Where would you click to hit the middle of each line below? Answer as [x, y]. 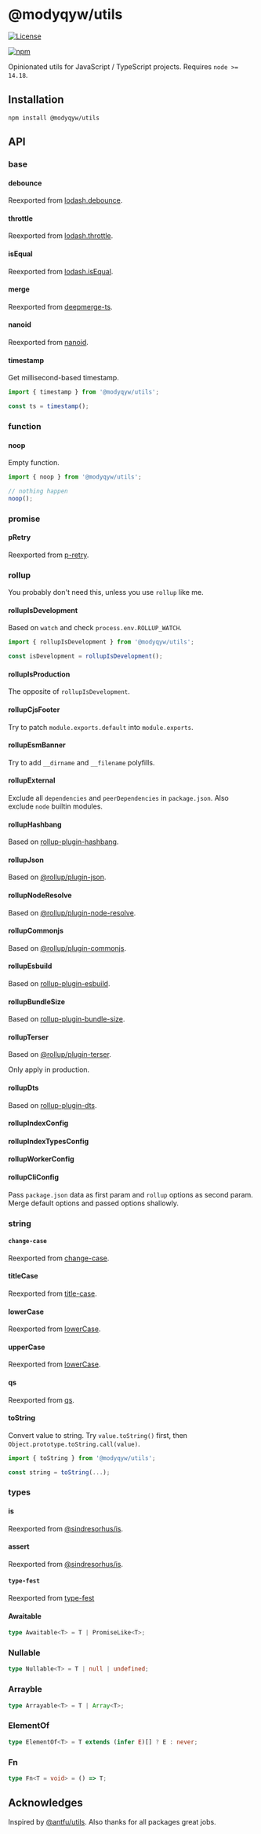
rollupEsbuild [30, 966]
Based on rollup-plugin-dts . [53, 1105]
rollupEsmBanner [37, 745]
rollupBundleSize [36, 1001]
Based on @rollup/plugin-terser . [60, 1055]
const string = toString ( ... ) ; [59, 1472]
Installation [36, 100]
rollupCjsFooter [34, 710]
